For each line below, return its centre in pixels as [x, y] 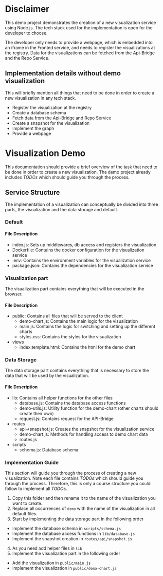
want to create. [27, 503]
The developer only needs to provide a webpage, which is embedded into [79, 42]
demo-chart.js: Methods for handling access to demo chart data [84, 434]
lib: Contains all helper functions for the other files [62, 398]
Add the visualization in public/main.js [51, 563]
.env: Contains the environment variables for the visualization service [81, 260]
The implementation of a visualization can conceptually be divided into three [81, 204]
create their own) [36, 413]
